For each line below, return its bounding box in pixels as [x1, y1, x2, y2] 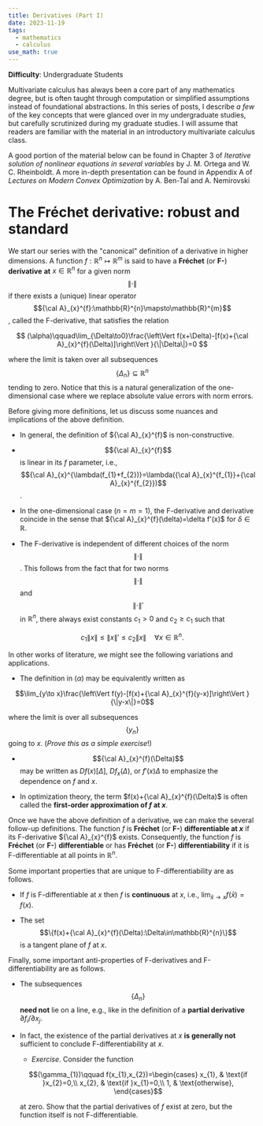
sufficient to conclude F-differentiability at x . [19, 1039, 164, 1049]
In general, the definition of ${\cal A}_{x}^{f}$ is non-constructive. [19, 430, 235, 439]
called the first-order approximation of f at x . [19, 800, 168, 810]
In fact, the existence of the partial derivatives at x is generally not [19, 1031, 236, 1041]
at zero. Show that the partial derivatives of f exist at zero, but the [19, 1102, 233, 1112]
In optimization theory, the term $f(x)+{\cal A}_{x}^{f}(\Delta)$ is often [19, 792, 248, 801]
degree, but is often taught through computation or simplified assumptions [8, 94, 250, 103]
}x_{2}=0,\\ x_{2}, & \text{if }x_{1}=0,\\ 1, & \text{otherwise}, [42, 1078, 235, 1088]
